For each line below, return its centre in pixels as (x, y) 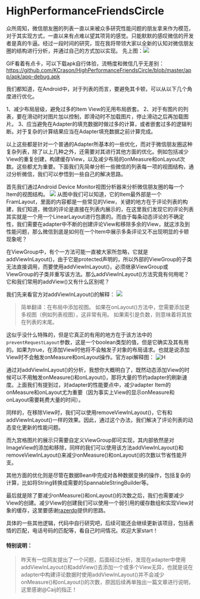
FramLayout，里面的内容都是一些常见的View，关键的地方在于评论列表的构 (97, 201)
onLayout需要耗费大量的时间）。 (45, 399)
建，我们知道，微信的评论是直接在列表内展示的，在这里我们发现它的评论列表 (100, 209)
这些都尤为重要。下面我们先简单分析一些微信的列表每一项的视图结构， (102, 166)
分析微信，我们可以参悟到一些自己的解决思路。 (68, 174)
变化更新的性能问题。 (37, 427)
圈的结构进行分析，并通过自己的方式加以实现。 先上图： (75, 51)
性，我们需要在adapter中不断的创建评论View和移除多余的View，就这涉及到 (98, 224)
